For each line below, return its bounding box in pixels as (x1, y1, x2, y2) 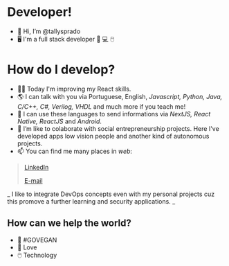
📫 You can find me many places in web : (17, 147, 133, 155)
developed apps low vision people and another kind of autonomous (17, 132, 210, 140)
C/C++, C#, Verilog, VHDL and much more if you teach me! (17, 102, 186, 111)
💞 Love (17, 243, 37, 251)
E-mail (24, 176, 43, 184)
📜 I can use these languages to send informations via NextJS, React (17, 109, 211, 118)
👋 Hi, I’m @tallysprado (17, 27, 81, 35)
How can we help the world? (7, 218, 131, 229)
